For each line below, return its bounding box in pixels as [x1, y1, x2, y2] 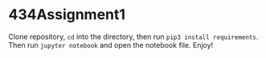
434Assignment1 [8, 6, 126, 24]
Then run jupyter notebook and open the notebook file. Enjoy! [8, 40, 214, 49]
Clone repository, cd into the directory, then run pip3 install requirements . [8, 32, 259, 41]
